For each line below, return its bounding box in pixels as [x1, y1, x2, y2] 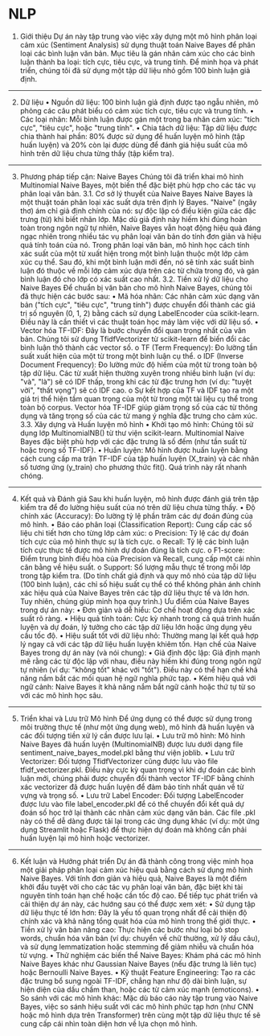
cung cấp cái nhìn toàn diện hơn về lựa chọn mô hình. [19, 1018, 198, 1028]
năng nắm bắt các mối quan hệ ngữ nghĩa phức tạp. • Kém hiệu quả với [19, 673, 256, 683]
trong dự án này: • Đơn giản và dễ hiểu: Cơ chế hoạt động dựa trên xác [19, 605, 256, 615]
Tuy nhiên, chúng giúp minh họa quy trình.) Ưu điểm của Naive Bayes [19, 596, 250, 606]
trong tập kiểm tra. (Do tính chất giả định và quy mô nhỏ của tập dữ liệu [19, 570, 257, 580]
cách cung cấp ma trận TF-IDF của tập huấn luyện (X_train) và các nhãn [19, 454, 260, 463]
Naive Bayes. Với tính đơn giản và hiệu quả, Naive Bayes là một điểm [19, 874, 247, 883]
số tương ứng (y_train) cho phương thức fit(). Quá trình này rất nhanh [19, 462, 247, 471]
